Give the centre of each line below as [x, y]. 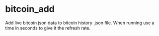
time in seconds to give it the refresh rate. [48, 28]
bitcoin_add [30, 9]
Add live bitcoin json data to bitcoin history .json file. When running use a [80, 23]
